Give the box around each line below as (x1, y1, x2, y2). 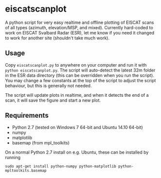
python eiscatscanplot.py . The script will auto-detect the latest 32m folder (5, 67, 156, 73)
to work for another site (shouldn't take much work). (5, 35, 109, 41)
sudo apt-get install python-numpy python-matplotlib (5, 164, 117, 169)
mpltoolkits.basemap (5, 168, 47, 173)
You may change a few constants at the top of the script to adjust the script (5, 77, 156, 83)
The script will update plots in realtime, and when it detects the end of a (5, 92, 149, 98)
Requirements (5, 111, 49, 120)
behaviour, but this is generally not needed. (5, 83, 92, 89)
